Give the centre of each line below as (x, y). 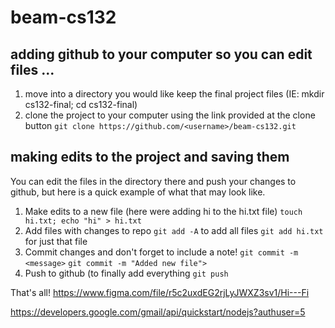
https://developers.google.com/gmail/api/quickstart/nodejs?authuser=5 (158, 312)
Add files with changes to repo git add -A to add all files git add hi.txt (174, 230)
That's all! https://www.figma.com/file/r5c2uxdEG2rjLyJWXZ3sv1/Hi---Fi (160, 292)
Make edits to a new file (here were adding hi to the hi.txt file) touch (163, 211)
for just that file (56, 241)
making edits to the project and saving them (150, 157)
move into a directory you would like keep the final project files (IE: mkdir (174, 94)
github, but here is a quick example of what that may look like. (138, 192)
